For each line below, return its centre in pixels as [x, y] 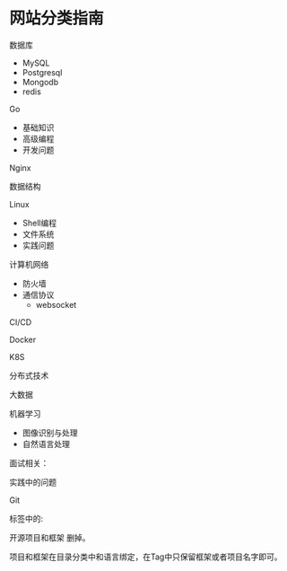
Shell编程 [39, 223]
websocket [56, 304]
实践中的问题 [33, 482]
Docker [23, 339]
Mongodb [40, 82]
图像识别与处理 [50, 433]
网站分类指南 [57, 18]
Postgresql [42, 72]
